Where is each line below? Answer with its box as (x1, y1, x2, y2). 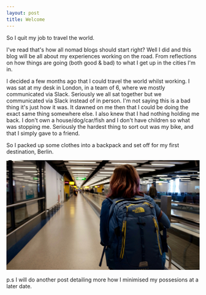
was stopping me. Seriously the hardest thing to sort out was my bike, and (6, 123, 194, 130)
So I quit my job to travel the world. (6, 34, 95, 41)
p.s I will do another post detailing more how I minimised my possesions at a (6, 276, 199, 283)
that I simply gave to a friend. (6, 129, 80, 137)
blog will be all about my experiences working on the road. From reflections (6, 52, 197, 59)
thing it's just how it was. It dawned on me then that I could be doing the (6, 103, 189, 110)
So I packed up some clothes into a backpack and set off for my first (6, 141, 180, 148)
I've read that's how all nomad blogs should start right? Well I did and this (6, 46, 192, 53)
